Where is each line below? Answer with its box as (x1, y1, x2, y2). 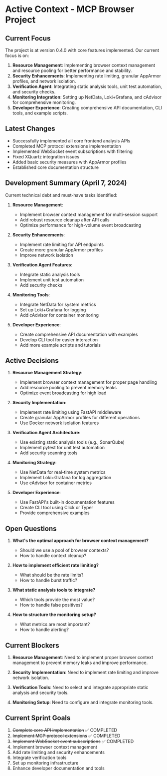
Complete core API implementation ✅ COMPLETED (12, 727, 117, 733)
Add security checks (19, 282, 63, 288)
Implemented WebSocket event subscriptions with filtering (12, 148, 133, 154)
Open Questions (5, 524, 57, 533)
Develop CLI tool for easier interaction (19, 336, 98, 343)
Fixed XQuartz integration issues (12, 153, 80, 159)
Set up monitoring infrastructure (12, 760, 79, 766)
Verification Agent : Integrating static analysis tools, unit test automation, (12, 83, 163, 89)
